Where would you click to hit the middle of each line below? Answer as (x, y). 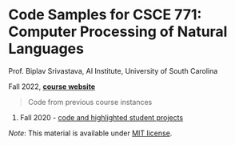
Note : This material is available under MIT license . (90, 133)
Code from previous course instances (90, 102)
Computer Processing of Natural (118, 32)
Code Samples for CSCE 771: (105, 15)
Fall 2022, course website (52, 87)
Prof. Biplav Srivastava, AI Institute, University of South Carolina (113, 70)
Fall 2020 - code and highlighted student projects (102, 117)
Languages (46, 49)
